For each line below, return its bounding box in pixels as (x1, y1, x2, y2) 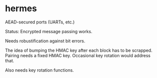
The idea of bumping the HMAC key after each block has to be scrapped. (5, 47, 153, 53)
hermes (5, 3, 37, 14)
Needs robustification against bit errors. (5, 38, 86, 44)
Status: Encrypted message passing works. (5, 28, 92, 34)
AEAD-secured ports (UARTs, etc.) (5, 19, 75, 25)
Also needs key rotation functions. (5, 67, 74, 73)
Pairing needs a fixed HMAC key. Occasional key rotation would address (5, 52, 151, 58)
